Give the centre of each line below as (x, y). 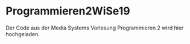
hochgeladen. (23, 34)
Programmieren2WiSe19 (68, 11)
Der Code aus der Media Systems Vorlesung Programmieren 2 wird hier (95, 28)
